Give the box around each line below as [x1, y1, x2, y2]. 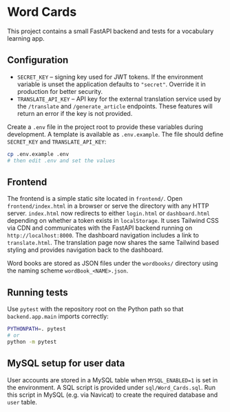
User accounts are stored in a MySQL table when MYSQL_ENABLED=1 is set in [7, 375, 218, 384]
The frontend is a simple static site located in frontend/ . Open [7, 195, 183, 203]
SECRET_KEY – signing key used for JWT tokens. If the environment [17, 72, 203, 81]
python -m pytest [7, 338, 57, 345]
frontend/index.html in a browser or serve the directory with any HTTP [7, 202, 209, 210]
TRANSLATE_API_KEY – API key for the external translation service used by [17, 95, 222, 103]
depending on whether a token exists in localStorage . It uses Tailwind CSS [7, 217, 219, 225]
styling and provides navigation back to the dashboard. [7, 246, 164, 254]
